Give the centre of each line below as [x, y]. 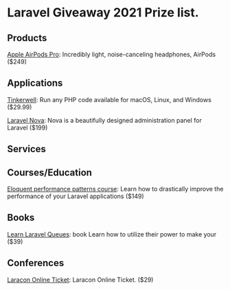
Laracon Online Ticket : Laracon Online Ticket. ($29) [80, 280]
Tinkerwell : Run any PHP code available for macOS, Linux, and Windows [109, 99]
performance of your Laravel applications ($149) [76, 196]
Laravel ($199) [27, 128]
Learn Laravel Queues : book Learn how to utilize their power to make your [112, 234]
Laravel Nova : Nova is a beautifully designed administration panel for [105, 120]
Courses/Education [50, 172]
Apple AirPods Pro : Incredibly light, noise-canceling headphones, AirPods [112, 54]
